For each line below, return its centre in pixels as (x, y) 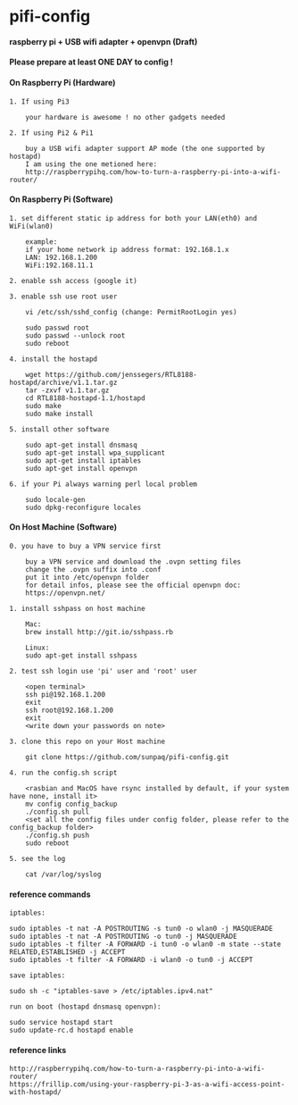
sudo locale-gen (56, 499)
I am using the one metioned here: (91, 164)
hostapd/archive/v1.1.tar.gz (63, 382)
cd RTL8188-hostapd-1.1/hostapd (85, 398)
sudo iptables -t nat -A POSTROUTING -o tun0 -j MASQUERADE (124, 937)
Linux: (37, 648)
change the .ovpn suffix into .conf (94, 569)
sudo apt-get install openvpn (82, 468)
